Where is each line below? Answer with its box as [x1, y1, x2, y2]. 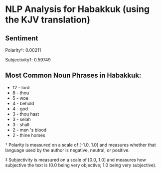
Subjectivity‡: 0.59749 [5, 57, 51, 63]
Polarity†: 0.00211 [5, 47, 41, 53]
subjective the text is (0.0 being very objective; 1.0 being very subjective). [5, 162, 157, 168]
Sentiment [5, 34, 38, 42]
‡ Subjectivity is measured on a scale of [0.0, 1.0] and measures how [5, 157, 146, 163]
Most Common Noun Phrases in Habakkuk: [5, 71, 142, 80]
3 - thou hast [12, 111, 39, 117]
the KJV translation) [5, 14, 91, 25]
